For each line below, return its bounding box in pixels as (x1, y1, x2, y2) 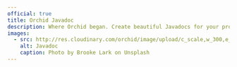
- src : (13, 36, 33, 43)
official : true (7, 10, 52, 17)
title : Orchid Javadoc (7, 17, 74, 24)
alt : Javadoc (20, 43, 59, 50)
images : (7, 29, 30, 37)
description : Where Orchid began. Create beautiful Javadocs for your (7, 23, 219, 30)
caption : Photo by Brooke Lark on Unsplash (20, 50, 150, 57)
